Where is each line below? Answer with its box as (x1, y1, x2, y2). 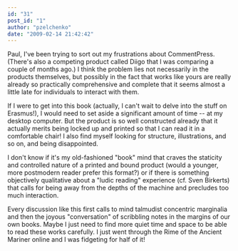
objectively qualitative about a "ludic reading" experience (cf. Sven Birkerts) (7, 176, 230, 185)
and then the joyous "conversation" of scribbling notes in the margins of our (7, 212, 230, 221)
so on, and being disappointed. (7, 140, 98, 148)
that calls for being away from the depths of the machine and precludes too (7, 183, 229, 193)
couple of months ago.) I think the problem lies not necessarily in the (7, 65, 209, 73)
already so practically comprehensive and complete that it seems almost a (7, 80, 226, 89)
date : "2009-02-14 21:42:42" (7, 30, 94, 38)
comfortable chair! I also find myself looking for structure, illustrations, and (7, 132, 227, 140)
